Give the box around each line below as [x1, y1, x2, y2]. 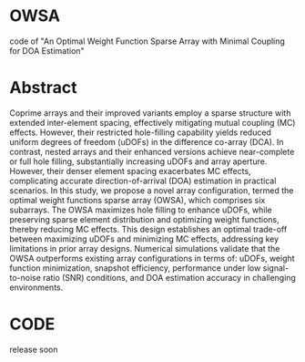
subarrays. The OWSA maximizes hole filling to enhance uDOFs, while [9, 204, 273, 215]
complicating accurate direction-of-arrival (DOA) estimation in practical [9, 175, 277, 186]
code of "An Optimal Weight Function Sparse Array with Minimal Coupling [9, 36, 285, 47]
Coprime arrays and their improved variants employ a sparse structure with [9, 107, 291, 119]
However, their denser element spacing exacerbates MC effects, [9, 165, 252, 176]
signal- [262, 262, 290, 274]
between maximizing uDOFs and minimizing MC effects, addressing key [9, 233, 280, 244]
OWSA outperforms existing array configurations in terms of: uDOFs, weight [9, 253, 295, 264]
